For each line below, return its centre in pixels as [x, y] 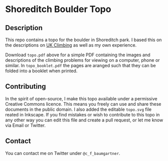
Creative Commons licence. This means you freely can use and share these [83, 104]
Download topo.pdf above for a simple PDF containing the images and [78, 55]
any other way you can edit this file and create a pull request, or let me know [84, 120]
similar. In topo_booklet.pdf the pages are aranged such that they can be [81, 65]
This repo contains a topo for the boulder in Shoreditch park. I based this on [83, 40]
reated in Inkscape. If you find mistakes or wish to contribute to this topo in [82, 114]
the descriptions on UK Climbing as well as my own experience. [71, 45]
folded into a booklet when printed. [41, 71]
